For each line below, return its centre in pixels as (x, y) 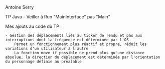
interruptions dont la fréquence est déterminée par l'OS (67, 40)
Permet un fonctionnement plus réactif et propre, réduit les (80, 44)
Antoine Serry (20, 7)
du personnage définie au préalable (43, 62)
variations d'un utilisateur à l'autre (47, 49)
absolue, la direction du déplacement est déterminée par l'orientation (83, 57)
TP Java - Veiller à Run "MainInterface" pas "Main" (58, 17)
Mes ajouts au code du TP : (33, 26)
